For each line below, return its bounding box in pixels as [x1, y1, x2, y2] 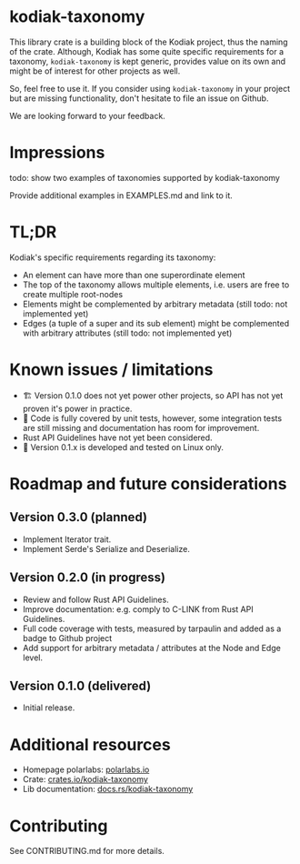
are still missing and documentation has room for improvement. [22, 422, 260, 433]
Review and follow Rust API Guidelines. [22, 594, 170, 605]
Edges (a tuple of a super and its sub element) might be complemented [22, 317, 289, 328]
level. [22, 652, 44, 663]
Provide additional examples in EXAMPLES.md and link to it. [9, 189, 234, 201]
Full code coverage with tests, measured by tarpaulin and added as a [22, 623, 282, 634]
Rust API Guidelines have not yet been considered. [22, 432, 213, 443]
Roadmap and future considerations [9, 473, 287, 494]
